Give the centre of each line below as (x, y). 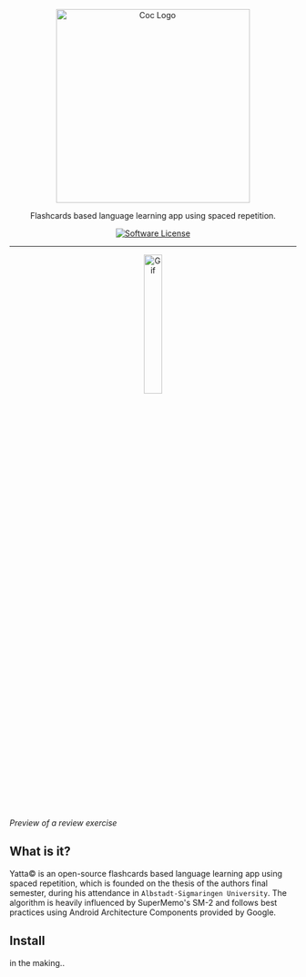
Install (27, 941)
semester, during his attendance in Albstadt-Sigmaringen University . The (148, 892)
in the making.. (37, 962)
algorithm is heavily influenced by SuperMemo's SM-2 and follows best (143, 902)
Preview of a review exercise (63, 823)
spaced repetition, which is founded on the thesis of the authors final (139, 883)
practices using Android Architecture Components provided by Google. (143, 912)
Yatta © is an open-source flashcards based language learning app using (146, 873)
